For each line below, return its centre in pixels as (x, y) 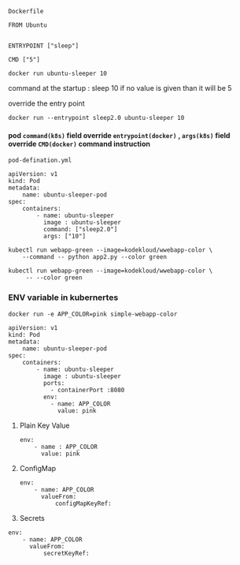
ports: (54, 383)
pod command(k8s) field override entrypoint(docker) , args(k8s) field (119, 135)
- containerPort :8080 (87, 390)
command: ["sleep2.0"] (80, 230)
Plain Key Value (44, 425)
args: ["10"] (65, 237)
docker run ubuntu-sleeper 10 (58, 73)
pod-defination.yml (40, 161)
